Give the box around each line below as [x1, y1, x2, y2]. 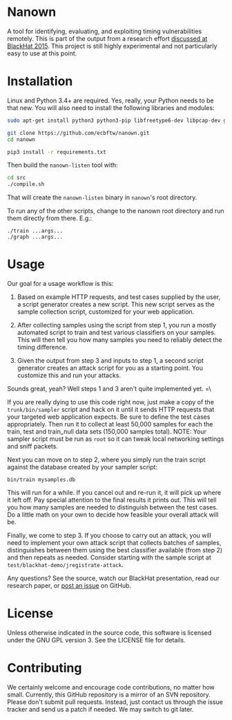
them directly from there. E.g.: [7, 214, 93, 222]
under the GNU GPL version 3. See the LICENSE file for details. [7, 636, 186, 644]
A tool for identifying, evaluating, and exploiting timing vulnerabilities [7, 27, 202, 35]
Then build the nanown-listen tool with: [7, 161, 119, 170]
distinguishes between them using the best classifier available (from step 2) [7, 546, 223, 555]
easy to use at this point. [7, 49, 77, 57]
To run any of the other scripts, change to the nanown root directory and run [7, 207, 224, 215]
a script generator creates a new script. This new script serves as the [17, 300, 215, 309]
